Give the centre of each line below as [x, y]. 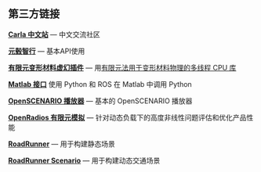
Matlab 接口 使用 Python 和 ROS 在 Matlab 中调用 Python [100, 84]
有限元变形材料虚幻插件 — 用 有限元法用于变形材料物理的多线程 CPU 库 [122, 67]
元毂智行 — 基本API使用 [47, 51]
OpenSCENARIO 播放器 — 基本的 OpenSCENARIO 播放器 [100, 101]
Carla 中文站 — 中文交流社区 [54, 34]
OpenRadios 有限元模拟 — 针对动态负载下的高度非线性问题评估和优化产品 [127, 117]
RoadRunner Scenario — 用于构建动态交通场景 [84, 160]
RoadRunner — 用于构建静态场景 [62, 144]
